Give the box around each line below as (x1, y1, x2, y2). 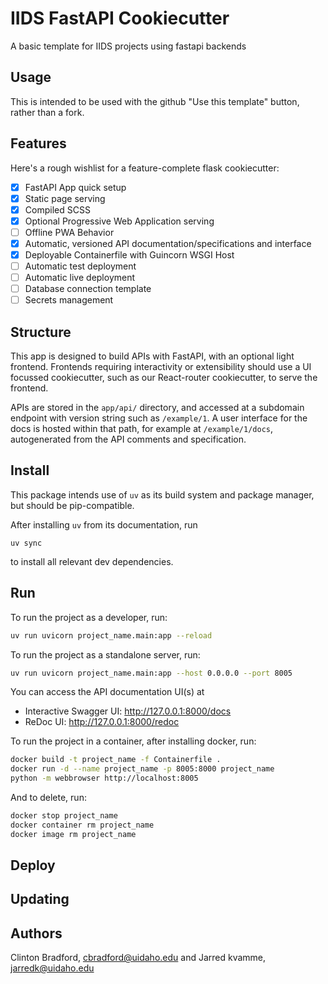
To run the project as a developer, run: (10, 611, 168, 623)
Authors (10, 925, 63, 942)
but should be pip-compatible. (10, 499, 135, 511)
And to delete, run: (10, 792, 87, 804)
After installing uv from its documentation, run (10, 518, 198, 531)
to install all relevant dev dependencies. (10, 555, 174, 567)
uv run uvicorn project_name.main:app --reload (10, 630, 213, 641)
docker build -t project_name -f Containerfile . (10, 755, 222, 765)
